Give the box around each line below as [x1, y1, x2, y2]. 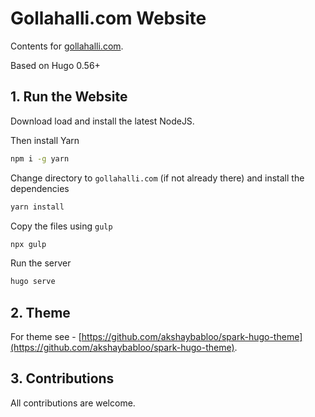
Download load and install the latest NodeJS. [10, 115, 195, 127]
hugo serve [10, 277, 56, 287]
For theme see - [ [10, 331, 82, 343]
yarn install [10, 202, 65, 212]
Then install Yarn [10, 134, 80, 146]
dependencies [10, 182, 70, 194]
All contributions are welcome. [10, 397, 136, 409]
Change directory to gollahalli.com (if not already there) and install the [10, 172, 305, 184]
